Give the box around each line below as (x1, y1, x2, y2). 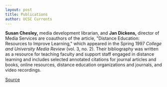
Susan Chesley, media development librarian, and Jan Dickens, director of (5, 30, 160, 36)
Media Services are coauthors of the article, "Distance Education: (5, 35, 140, 41)
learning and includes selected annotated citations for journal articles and (5, 57, 157, 63)
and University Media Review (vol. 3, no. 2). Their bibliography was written (5, 46, 159, 52)
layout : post (5, 7, 32, 12)
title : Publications (5, 12, 48, 17)
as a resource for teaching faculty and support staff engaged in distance (5, 51, 155, 57)
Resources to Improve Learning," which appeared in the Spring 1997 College (5, 41, 162, 47)
